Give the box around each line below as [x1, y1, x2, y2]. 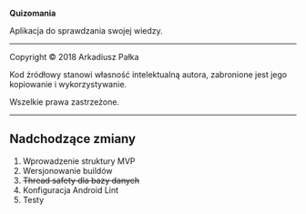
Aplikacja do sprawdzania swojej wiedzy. [9, 25, 164, 36]
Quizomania [9, 8, 56, 18]
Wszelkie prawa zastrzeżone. [9, 97, 120, 107]
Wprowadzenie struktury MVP [22, 155, 136, 167]
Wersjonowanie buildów [22, 165, 113, 176]
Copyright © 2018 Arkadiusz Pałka [9, 52, 139, 62]
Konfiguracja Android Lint [22, 184, 119, 195]
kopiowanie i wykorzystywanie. [9, 79, 127, 89]
